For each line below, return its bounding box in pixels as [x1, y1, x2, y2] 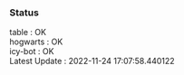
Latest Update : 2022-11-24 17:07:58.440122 [9, 56, 175, 67]
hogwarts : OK [9, 36, 63, 47]
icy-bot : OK [9, 46, 54, 57]
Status [9, 6, 39, 19]
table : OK [9, 27, 47, 38]
